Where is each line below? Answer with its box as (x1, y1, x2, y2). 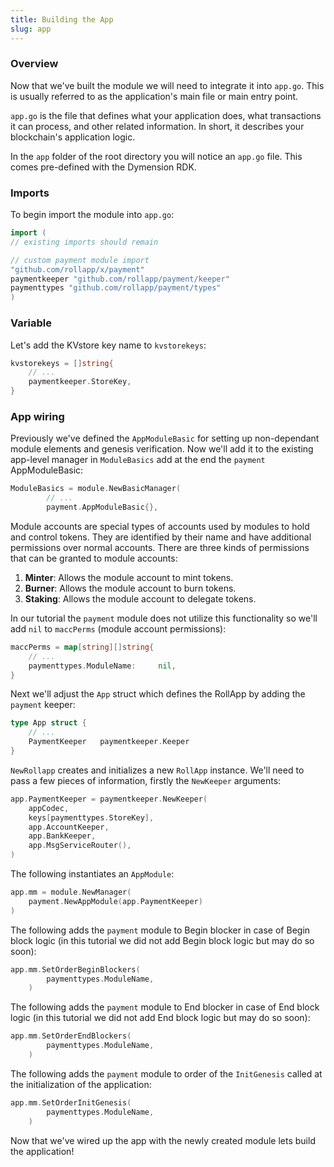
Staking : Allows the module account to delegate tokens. (24, 592, 257, 605)
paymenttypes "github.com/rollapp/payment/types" (10, 283, 222, 293)
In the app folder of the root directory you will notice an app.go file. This (10, 150, 303, 162)
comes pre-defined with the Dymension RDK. (10, 161, 197, 173)
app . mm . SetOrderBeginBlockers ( (10, 964, 141, 975)
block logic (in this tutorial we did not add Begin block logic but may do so (10, 934, 315, 946)
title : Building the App (10, 14, 114, 25)
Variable (10, 316, 52, 330)
